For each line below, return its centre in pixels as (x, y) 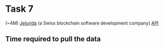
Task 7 (19, 9)
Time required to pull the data (53, 39)
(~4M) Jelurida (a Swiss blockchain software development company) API (82, 23)
